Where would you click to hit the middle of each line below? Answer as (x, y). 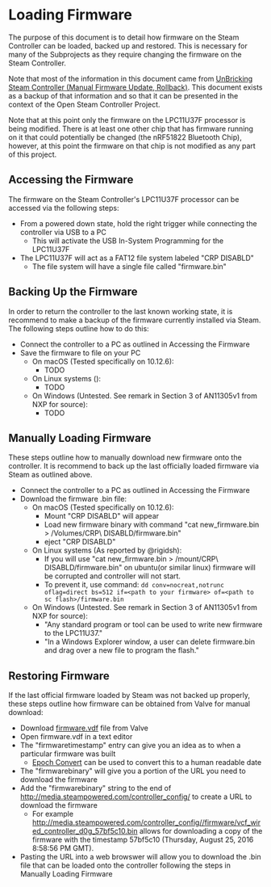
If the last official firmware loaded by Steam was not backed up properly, (129, 696)
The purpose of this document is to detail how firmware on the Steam (124, 37)
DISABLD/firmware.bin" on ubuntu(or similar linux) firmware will (150, 568)
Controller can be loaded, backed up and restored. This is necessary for (128, 45)
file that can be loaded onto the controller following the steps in (125, 865)
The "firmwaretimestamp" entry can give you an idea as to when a (130, 746)
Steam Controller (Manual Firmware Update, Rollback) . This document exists (135, 87)
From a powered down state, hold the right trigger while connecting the (138, 223)
